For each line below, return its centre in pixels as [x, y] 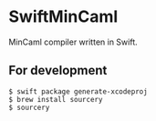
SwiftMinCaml [63, 17]
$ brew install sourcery [56, 99]
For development [58, 71]
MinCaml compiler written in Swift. [73, 42]
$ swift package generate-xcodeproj [78, 91]
